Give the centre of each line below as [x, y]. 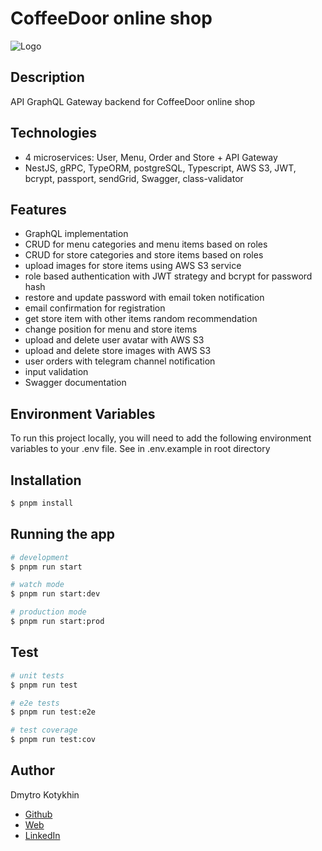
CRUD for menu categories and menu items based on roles [146, 244]
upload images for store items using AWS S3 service [133, 266]
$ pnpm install [42, 503]
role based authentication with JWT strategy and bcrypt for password [168, 276]
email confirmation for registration [95, 308]
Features [38, 209]
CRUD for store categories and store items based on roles [144, 255]
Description [47, 77]
